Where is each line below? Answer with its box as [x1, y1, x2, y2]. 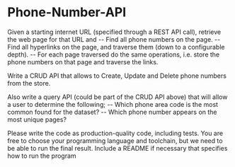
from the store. [7, 79, 51, 87]
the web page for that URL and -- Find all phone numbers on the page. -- [7, 35, 221, 43]
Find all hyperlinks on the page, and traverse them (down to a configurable [7, 42, 225, 51]
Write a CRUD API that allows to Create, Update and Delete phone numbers [7, 71, 227, 80]
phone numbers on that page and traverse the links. [7, 57, 159, 66]
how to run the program [7, 151, 76, 160]
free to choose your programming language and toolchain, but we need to [7, 136, 223, 145]
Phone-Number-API [7, 4, 127, 21]
